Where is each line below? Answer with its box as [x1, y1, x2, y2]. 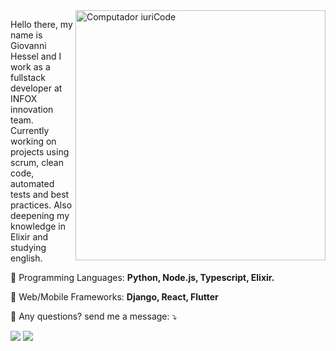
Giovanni [10, 40, 47, 51]
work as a [10, 61, 51, 73]
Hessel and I [10, 50, 62, 62]
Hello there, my [10, 19, 73, 30]
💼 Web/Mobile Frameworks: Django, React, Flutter [10, 291, 219, 303]
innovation [10, 104, 54, 115]
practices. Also [10, 199, 73, 211]
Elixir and [10, 231, 49, 243]
